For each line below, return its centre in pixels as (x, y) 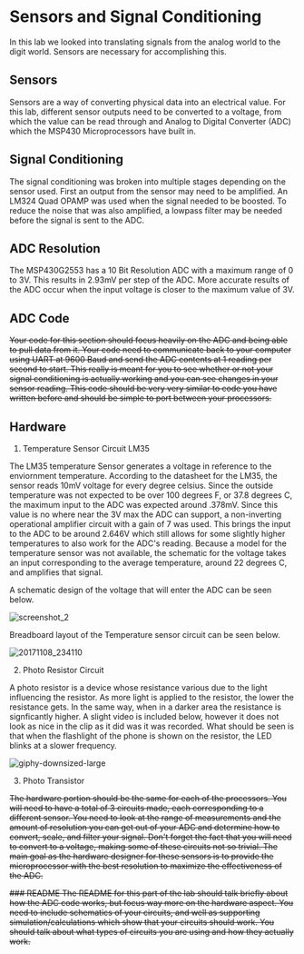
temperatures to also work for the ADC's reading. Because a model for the (148, 543)
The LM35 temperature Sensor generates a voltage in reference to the (141, 466)
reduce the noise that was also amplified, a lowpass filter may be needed (146, 210)
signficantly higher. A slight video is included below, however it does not (144, 716)
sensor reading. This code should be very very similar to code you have (143, 389)
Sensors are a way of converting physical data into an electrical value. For (147, 102)
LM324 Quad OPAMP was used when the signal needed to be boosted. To (148, 201)
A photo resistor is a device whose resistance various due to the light (138, 687)
